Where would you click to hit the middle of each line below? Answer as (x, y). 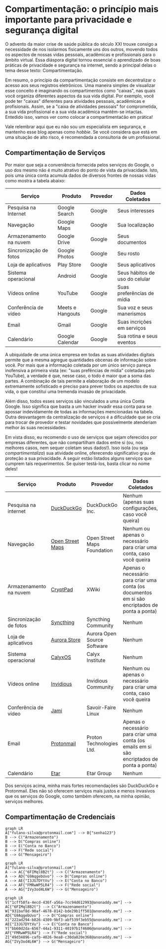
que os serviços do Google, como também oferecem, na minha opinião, (78, 796)
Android (67, 276)
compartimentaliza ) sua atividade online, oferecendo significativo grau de (80, 453)
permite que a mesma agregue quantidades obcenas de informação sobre (81, 360)
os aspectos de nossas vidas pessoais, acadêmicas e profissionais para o (80, 54)
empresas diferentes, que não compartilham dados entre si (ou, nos (74, 442)
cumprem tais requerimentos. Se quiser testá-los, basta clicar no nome (77, 464)
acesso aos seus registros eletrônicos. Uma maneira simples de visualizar (80, 85)
